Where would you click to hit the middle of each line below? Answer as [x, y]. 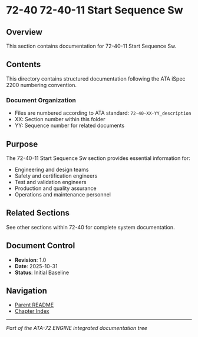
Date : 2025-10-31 [36, 266]
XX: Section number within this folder [60, 119]
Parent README [34, 305]
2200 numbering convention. [41, 85]
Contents [24, 64]
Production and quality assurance [55, 188]
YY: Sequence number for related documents [70, 126]
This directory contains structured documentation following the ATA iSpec [96, 79]
